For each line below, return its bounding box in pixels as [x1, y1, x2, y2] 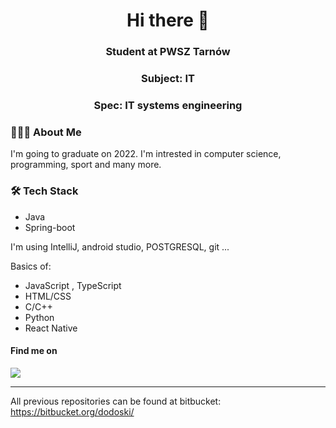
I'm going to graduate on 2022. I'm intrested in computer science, [10, 148, 282, 160]
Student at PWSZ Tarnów [105, 45, 231, 59]
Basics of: [10, 260, 52, 272]
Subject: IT [141, 72, 195, 86]
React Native [24, 322, 78, 334]
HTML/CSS [24, 290, 72, 302]
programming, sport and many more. [10, 159, 162, 171]
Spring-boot [24, 221, 76, 233]
